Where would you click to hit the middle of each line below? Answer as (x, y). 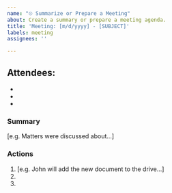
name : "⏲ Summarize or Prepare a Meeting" (69, 13)
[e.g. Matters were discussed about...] (61, 136)
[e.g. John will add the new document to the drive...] (90, 169)
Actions (20, 154)
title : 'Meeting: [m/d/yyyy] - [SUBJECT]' (68, 26)
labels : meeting (30, 33)
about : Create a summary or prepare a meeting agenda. (87, 20)
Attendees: (31, 73)
